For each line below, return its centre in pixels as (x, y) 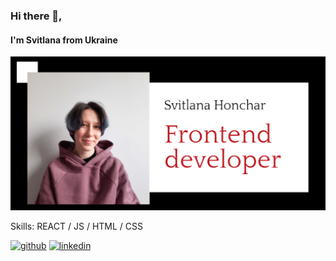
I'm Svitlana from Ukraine (64, 40)
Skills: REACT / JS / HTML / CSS (76, 226)
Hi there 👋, (36, 16)
